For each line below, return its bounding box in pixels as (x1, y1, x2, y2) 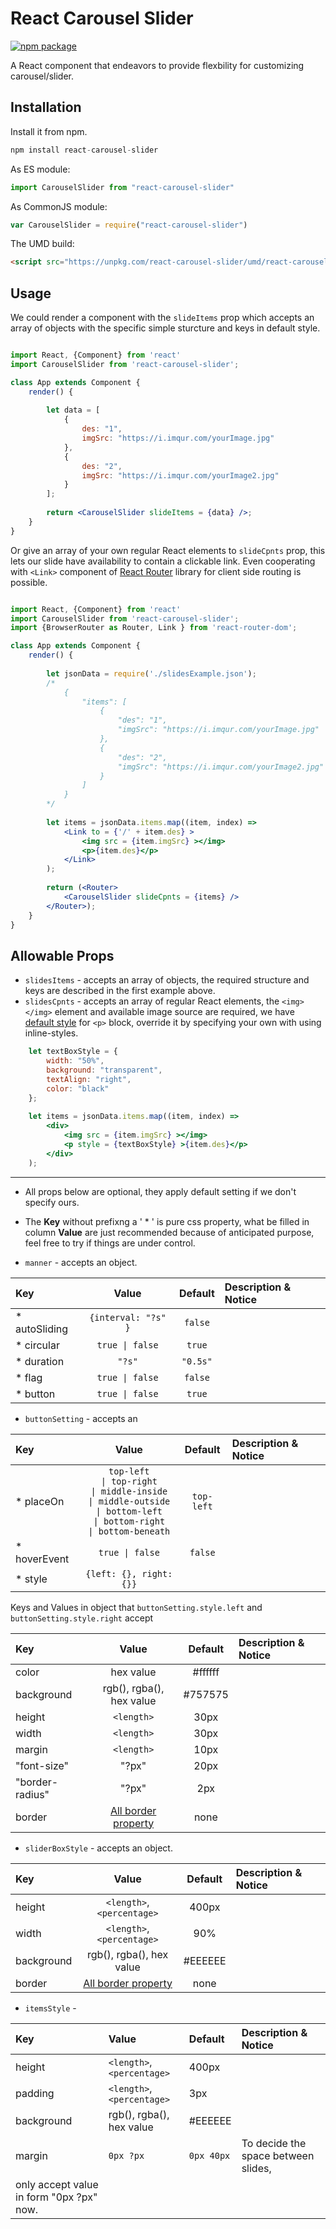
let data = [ (46, 405, 101, 416)
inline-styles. (24, 1027, 79, 1039)
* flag (15, 1370, 43, 1384)
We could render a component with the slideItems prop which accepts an (10, 312, 315, 324)
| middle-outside (88, 1495, 171, 1507)
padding (15, 2086, 55, 2100)
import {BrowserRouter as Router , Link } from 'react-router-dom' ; (10, 623, 298, 633)
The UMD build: (10, 238, 75, 250)
